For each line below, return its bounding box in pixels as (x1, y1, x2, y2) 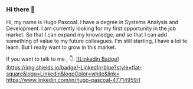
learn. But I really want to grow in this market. (6, 44, 116, 51)
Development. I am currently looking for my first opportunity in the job (6, 25, 176, 32)
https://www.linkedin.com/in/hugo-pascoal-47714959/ (6, 77, 139, 84)
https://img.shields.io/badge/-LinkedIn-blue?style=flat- (8, 64, 142, 71)
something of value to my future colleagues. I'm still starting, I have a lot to (6, 38, 188, 45)
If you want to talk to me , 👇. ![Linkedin (6, 55, 100, 62)
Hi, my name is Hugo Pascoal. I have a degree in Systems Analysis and (6, 19, 179, 26)
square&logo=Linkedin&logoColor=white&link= (6, 70, 120, 77)
